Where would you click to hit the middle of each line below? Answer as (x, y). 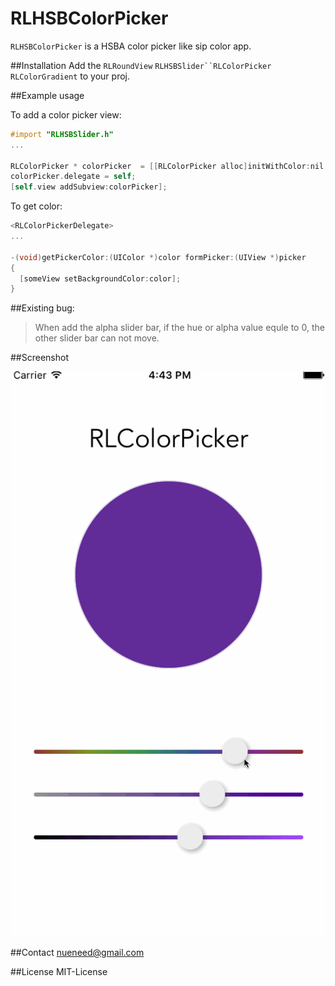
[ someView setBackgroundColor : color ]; (100, 278)
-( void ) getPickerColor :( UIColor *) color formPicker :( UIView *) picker (158, 257)
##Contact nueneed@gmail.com (77, 953)
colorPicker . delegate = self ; (73, 177)
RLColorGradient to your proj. (70, 76)
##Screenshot (39, 358)
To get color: (36, 206)
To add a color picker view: (66, 114)
